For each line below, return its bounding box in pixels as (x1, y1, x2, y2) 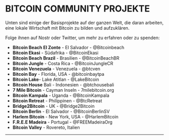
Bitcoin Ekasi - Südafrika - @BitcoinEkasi (12, 50, 99, 56)
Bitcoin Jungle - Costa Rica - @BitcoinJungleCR (12, 60, 114, 66)
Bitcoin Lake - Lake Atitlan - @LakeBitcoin (12, 76, 99, 82)
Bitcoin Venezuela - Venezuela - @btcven (12, 66, 101, 72)
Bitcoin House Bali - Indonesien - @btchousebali (12, 81, 114, 88)
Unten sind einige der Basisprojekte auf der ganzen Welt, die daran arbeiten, (5, 20, 164, 26)
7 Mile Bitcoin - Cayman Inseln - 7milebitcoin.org (12, 87, 114, 93)
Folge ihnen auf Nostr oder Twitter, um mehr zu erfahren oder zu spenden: (5, 35, 160, 41)
